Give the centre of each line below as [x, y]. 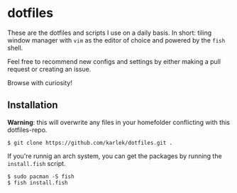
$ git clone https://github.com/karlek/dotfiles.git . [90, 143]
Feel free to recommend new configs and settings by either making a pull [114, 61]
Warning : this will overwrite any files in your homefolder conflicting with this [119, 122]
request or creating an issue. [49, 69]
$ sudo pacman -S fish [41, 176]
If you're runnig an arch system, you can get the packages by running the [115, 156]
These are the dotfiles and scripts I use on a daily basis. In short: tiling [110, 33]
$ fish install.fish [38, 182]
